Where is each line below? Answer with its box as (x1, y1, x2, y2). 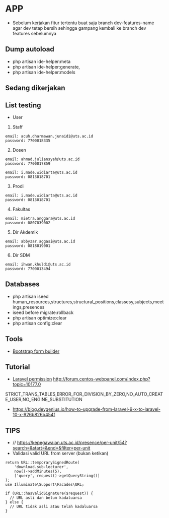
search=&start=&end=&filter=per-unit (12, 445, 91, 451)
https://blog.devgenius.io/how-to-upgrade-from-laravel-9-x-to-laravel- (12, 406, 161, 412)
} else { (5, 500, 24, 505)
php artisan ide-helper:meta (12, 58, 71, 64)
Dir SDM (12, 252, 30, 258)
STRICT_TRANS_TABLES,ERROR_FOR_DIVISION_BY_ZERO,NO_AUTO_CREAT (5, 391, 163, 397)
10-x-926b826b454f (12, 412, 55, 418)
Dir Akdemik (12, 229, 38, 235)
